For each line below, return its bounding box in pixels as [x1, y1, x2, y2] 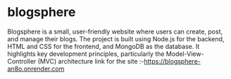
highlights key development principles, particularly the [7, 50, 165, 58]
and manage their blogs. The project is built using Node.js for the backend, [7, 34, 225, 43]
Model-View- [166, 50, 204, 58]
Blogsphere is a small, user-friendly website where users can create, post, [7, 27, 223, 36]
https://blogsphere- [144, 57, 201, 65]
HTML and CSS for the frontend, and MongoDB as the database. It [7, 42, 200, 50]
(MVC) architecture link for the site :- [37, 57, 144, 65]
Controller [7, 57, 37, 65]
